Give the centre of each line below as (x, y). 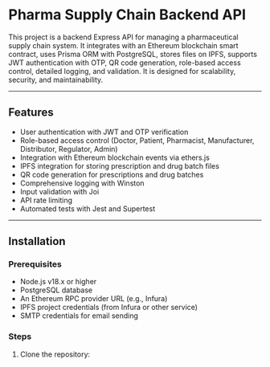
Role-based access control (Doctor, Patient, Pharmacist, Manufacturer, (137, 140)
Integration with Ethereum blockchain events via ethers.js (115, 157)
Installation (37, 241)
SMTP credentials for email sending (79, 316)
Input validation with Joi (59, 191)
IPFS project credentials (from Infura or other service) (109, 308)
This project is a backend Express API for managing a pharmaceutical (123, 37)
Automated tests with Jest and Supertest (87, 208)
